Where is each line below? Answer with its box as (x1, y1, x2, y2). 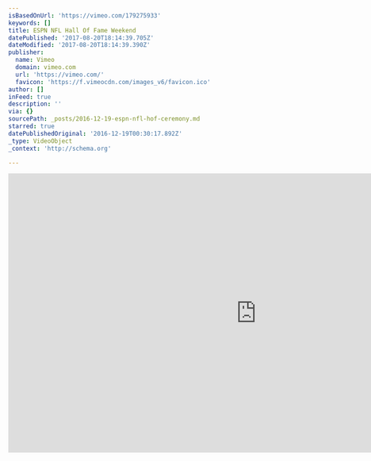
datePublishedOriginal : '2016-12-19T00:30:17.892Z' (8, 129, 182, 137)
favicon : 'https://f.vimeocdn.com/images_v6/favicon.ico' (15, 78, 212, 86)
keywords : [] (8, 19, 52, 27)
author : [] (8, 85, 44, 94)
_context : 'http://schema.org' (8, 144, 112, 152)
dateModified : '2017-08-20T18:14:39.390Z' (8, 41, 151, 49)
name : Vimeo (15, 56, 55, 64)
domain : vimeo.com (15, 63, 77, 71)
